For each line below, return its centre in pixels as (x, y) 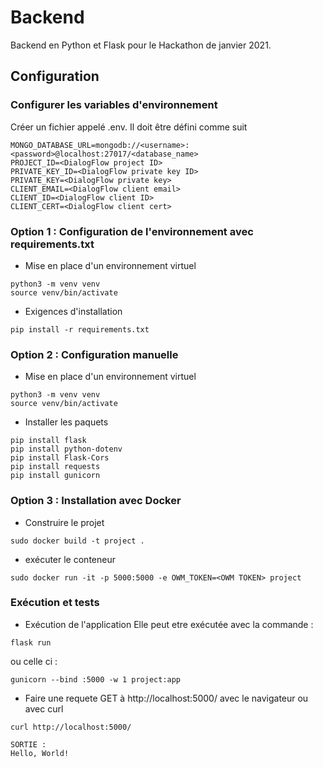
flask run (31, 642)
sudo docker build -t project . (77, 541)
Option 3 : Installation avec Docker (96, 501)
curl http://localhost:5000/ (71, 727)
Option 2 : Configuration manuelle (94, 354)
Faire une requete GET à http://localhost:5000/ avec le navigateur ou (166, 698)
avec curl (44, 708)
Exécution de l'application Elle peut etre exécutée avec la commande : (169, 624)
